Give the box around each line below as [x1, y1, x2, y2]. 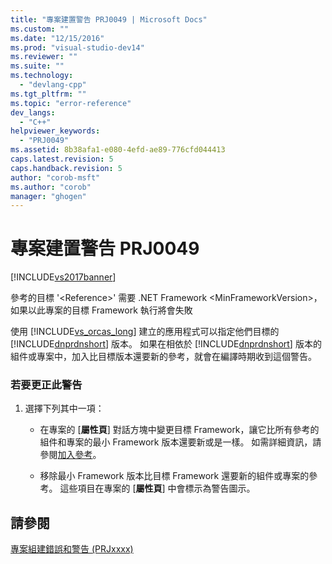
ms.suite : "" [10, 61, 65, 71]
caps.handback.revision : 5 [10, 163, 123, 173]
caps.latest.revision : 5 [10, 154, 114, 164]
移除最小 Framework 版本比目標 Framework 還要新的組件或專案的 [39, 470, 310, 482]
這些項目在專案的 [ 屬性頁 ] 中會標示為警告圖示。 [59, 482, 256, 495]
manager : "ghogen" [10, 191, 87, 201]
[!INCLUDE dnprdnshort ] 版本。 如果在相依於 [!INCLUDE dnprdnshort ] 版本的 [10, 338, 322, 350]
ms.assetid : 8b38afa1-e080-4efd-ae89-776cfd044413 [10, 145, 226, 155]
